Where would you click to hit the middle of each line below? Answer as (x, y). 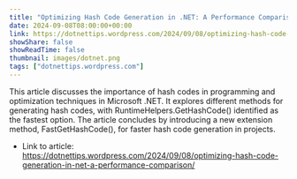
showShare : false (41, 42)
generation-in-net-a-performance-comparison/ (108, 165)
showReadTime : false (47, 50)
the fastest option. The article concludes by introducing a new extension (141, 119)
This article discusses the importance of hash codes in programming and (142, 91)
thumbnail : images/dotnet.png (65, 58)
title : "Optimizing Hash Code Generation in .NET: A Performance (132, 17)
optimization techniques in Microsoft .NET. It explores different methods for (146, 101)
